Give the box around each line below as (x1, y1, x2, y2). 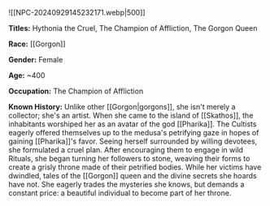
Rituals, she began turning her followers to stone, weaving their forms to (8, 154, 250, 163)
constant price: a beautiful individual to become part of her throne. (8, 188, 232, 198)
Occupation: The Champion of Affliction (8, 86, 144, 96)
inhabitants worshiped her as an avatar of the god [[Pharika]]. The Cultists (8, 119, 257, 129)
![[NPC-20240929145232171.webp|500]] (8, 8, 146, 17)
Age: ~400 (8, 71, 46, 80)
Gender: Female (8, 55, 63, 64)
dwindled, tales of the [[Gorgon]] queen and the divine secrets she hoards (8, 171, 258, 180)
